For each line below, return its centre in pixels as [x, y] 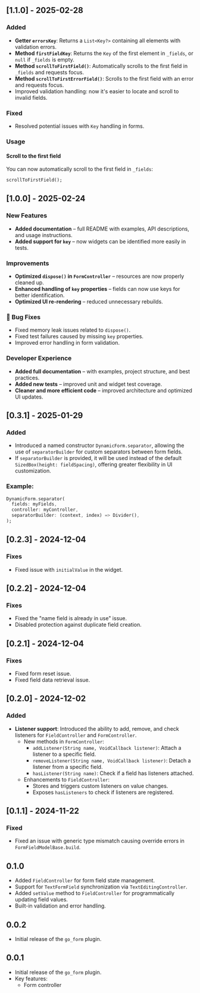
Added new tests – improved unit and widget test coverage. [88, 384]
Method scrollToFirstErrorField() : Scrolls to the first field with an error [104, 78]
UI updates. [29, 397]
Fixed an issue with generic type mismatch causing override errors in [99, 841]
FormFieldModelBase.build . [48, 847]
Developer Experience [39, 358]
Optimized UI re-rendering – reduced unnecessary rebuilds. [89, 301]
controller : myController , [45, 510]
